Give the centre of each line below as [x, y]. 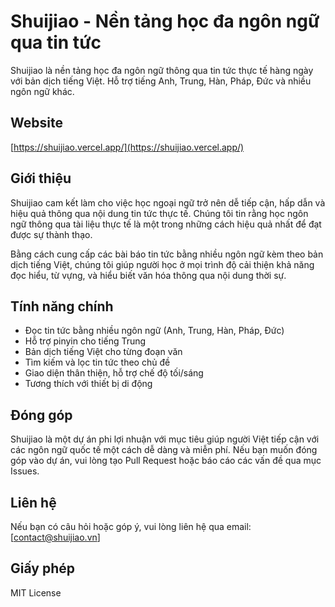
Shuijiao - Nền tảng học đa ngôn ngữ [165, 21]
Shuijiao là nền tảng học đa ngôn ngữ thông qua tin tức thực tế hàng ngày [162, 70]
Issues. [25, 471]
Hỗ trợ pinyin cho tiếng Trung [85, 341]
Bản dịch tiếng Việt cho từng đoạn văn [103, 352]
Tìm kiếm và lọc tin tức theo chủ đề [97, 362]
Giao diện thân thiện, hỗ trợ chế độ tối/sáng [114, 373]
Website [36, 123]
